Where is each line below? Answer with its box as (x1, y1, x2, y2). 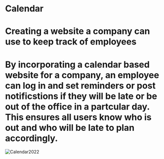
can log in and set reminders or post (5, 80, 156, 91)
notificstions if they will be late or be (5, 90, 157, 102)
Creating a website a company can (5, 26, 150, 37)
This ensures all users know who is (5, 111, 152, 123)
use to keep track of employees (5, 36, 137, 48)
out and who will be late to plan (5, 122, 135, 133)
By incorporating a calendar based (5, 59, 150, 70)
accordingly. (5, 132, 58, 144)
